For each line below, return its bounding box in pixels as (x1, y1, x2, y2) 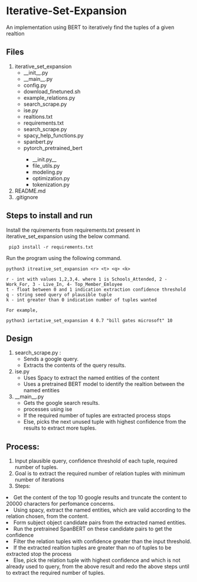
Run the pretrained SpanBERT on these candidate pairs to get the (14, 525, 172, 532)
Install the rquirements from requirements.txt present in (6, 226, 140, 233)
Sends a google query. (23, 356, 78, 363)
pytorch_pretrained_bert (23, 144, 83, 151)
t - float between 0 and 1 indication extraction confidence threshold (6, 287, 186, 292)
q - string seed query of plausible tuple (6, 291, 112, 298)
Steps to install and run (6, 211, 93, 221)
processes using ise (23, 406, 73, 413)
